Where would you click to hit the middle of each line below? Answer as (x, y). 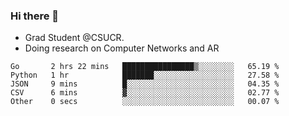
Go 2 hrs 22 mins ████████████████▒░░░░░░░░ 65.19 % (145, 67)
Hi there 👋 (35, 16)
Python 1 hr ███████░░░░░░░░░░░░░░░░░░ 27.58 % (145, 75)
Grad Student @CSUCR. (74, 38)
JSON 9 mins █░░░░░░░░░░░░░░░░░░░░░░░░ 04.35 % (145, 84)
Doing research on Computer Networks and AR (122, 48)
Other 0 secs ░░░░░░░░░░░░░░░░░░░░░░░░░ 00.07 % (145, 102)
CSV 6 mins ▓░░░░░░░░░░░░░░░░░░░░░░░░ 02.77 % (145, 93)
